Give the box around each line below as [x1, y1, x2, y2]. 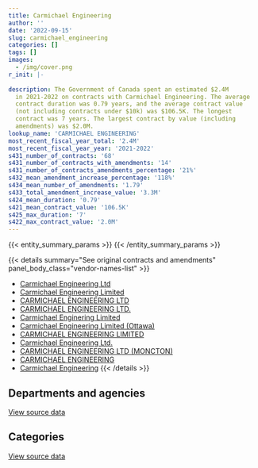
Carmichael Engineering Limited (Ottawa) [19, 321, 155, 331]
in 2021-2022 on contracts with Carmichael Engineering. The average [15, 93, 250, 101]
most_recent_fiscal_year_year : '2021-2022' [8, 144, 155, 152]
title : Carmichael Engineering [8, 11, 112, 20]
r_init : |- [8, 71, 44, 79]
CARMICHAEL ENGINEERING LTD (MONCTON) [19, 347, 173, 356]
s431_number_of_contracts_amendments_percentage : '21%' [8, 167, 197, 175]
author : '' [8, 19, 44, 27]
